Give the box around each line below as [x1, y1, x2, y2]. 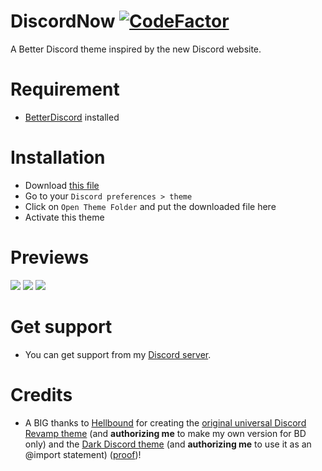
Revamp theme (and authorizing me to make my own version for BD [24, 427, 307, 439]
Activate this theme [24, 211, 105, 223]
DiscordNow [10, 10, 116, 33]
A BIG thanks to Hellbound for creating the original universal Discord [24, 416, 307, 429]
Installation [10, 146, 106, 169]
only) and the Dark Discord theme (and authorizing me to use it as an [24, 438, 312, 450]
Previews [10, 246, 90, 269]
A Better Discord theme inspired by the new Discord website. [10, 43, 262, 55]
